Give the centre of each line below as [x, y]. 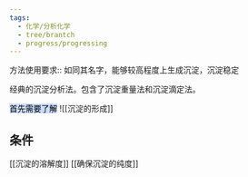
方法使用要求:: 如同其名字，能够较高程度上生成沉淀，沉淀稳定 [124, 70]
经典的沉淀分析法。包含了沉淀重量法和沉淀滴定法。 [105, 89]
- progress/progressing [62, 43]
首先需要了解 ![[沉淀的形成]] [61, 109]
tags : [20, 18]
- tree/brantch [46, 34]
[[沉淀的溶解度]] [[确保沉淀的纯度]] [74, 163]
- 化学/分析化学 [44, 26]
